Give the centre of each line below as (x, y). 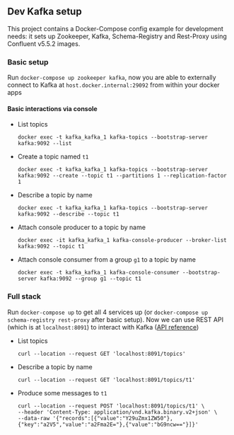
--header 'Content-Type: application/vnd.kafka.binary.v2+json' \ (117, 412)
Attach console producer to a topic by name (82, 227)
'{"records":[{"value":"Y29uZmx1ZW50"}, (113, 418)
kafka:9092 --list (45, 144)
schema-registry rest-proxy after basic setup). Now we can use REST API (116, 319)
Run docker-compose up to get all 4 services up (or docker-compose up (108, 312)
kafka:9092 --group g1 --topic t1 (90, 279)
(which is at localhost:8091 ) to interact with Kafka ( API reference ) (103, 327)
